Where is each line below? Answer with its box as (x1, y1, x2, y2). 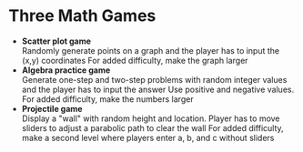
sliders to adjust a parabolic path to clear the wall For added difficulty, (21, 122, 284, 133)
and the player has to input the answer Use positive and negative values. (21, 84, 295, 95)
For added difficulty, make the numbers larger (21, 93, 194, 105)
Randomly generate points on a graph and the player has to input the (21, 45, 280, 56)
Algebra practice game (21, 65, 111, 76)
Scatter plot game (21, 35, 92, 46)
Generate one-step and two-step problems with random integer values (21, 74, 288, 85)
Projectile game (21, 103, 83, 114)
